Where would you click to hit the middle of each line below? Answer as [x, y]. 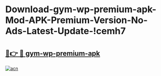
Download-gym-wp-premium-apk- [81, 9]
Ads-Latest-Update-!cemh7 [65, 31]
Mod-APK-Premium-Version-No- [76, 20]
